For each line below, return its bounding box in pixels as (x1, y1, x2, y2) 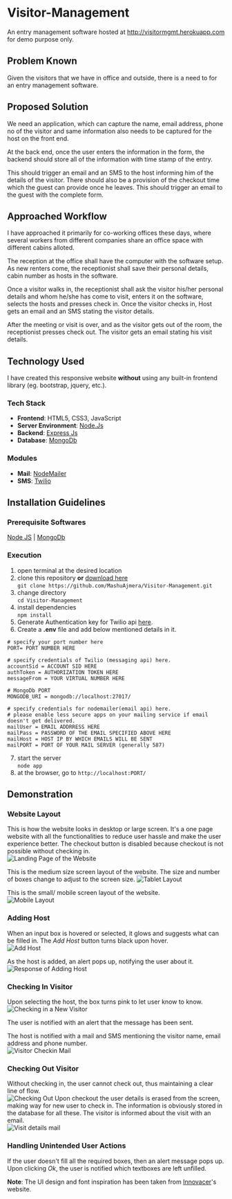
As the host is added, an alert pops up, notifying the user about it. (7, 957, 194, 966)
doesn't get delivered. (7, 717, 76, 725)
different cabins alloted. (7, 244, 75, 252)
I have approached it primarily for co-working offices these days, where (7, 229, 212, 237)
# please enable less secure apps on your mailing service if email (7, 711, 209, 718)
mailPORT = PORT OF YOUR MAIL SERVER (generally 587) (7, 741, 166, 749)
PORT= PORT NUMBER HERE (7, 644, 76, 652)
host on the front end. (7, 134, 69, 143)
